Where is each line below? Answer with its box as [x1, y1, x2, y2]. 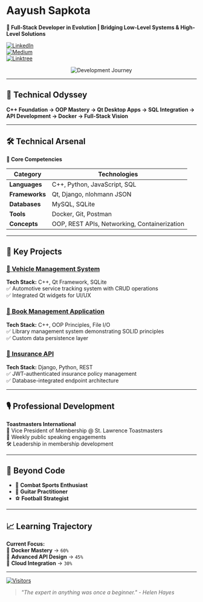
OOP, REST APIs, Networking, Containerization [51, 219, 185, 228]
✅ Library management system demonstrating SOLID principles [6, 327, 164, 335]
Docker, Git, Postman [51, 210, 112, 218]
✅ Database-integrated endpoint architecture [6, 376, 119, 384]
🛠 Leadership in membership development [6, 440, 114, 447]
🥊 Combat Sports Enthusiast [14, 481, 88, 489]
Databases [9, 199, 41, 208]
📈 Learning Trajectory [6, 521, 92, 531]
